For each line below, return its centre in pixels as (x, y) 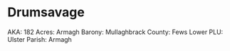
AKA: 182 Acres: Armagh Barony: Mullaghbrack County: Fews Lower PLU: (115, 32)
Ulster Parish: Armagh (40, 39)
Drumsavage (46, 12)
